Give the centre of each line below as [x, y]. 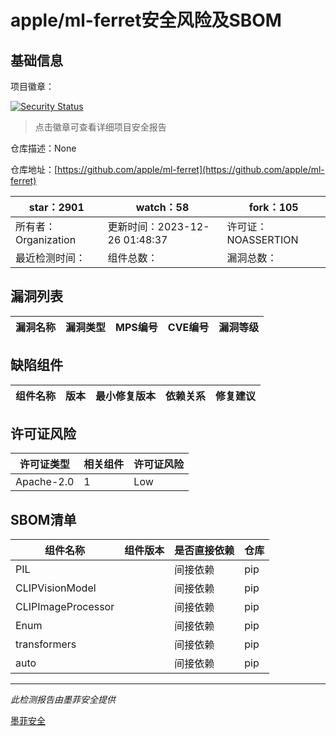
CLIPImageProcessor [65, 607]
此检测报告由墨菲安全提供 [63, 700]
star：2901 [56, 207]
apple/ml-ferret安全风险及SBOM [146, 20]
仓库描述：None [43, 148]
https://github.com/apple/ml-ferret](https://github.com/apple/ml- [191, 169]
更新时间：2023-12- [158, 226]
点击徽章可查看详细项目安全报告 [100, 127]
